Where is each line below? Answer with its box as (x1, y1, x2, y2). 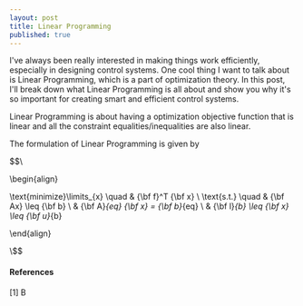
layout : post (9, 13, 59, 23)
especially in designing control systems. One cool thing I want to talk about (9, 64, 290, 75)
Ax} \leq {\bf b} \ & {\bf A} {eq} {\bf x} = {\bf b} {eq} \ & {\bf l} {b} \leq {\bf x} (9, 201, 289, 212)
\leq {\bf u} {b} (9, 211, 63, 222)
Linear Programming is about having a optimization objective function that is (9, 111, 295, 123)
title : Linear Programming (9, 22, 112, 31)
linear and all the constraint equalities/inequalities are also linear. (9, 121, 251, 132)
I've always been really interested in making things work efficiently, (9, 55, 260, 66)
